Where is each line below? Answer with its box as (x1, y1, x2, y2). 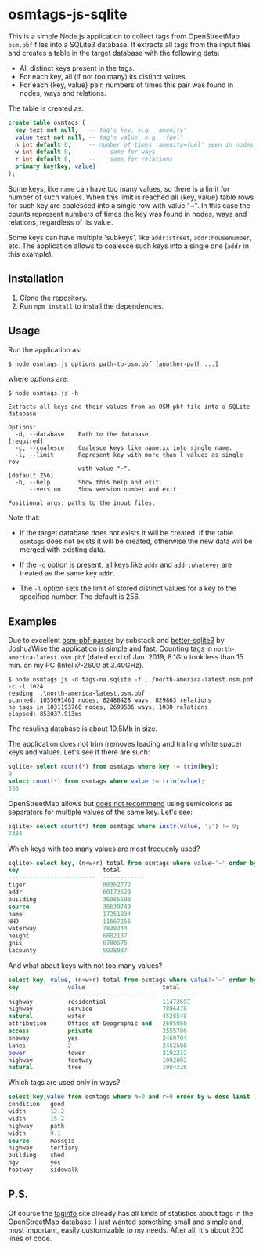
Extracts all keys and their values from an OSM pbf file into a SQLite (8, 403, 250, 411)
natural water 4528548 (8, 1013, 188, 1021)
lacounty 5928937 (8, 947, 128, 955)
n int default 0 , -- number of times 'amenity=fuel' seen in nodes (15, 141, 254, 148)
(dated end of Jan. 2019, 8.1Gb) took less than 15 (87, 652, 244, 662)
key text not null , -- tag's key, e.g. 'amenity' (15, 126, 188, 134)
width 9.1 (8, 1129, 61, 1138)
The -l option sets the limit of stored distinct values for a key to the (19, 583, 236, 593)
